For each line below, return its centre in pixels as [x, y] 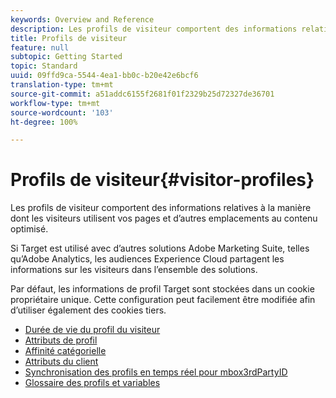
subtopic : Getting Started [66, 57]
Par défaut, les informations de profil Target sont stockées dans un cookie [162, 289]
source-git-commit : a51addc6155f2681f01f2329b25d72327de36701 [142, 94]
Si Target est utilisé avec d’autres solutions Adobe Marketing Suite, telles [160, 248]
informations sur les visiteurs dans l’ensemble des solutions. [134, 270]
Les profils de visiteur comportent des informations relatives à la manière [161, 208]
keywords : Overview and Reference [82, 19]
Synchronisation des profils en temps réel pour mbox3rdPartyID [156, 372]
